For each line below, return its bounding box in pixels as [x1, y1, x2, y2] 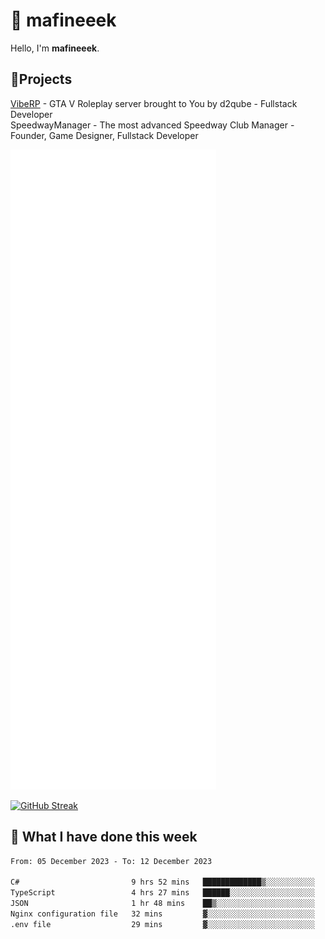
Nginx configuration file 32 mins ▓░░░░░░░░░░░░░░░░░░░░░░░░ [10, 909, 315, 919]
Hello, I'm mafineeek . [10, 42, 100, 54]
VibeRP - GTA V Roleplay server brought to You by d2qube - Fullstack [10, 97, 298, 109]
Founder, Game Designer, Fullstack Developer [10, 129, 199, 141]
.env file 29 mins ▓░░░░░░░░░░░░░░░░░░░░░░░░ [10, 919, 315, 929]
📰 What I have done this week [10, 829, 198, 846]
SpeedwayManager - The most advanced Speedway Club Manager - [10, 119, 295, 131]
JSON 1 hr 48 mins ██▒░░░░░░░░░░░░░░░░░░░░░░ [10, 899, 315, 909]
